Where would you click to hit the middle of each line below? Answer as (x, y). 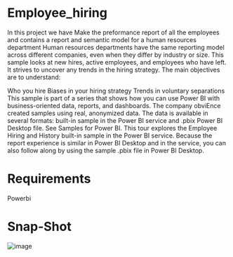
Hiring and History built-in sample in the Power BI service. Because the (110, 136)
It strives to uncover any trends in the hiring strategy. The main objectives (114, 70)
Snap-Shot (39, 227)
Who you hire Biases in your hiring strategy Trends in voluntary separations (116, 91)
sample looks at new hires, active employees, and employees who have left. (117, 62)
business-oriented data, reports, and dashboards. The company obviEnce (114, 105)
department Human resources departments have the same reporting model (116, 47)
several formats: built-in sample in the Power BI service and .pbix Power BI (115, 120)
